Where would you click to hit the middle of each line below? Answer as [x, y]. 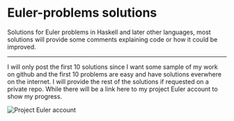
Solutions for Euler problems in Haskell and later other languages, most [109, 32]
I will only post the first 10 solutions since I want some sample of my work [112, 67]
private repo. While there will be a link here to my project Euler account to [112, 89]
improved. [22, 47]
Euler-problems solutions [82, 13]
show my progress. [35, 96]
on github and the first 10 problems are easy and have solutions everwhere [114, 74]
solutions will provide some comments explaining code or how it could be [112, 39]
